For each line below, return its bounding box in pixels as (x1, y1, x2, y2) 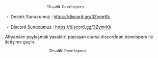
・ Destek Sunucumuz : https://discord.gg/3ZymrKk (5, 14, 110, 19)
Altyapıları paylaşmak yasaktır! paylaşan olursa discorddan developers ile (5, 34, 154, 39)
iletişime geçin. (5, 39, 36, 45)
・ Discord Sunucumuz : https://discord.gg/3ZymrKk (5, 24, 112, 30)
